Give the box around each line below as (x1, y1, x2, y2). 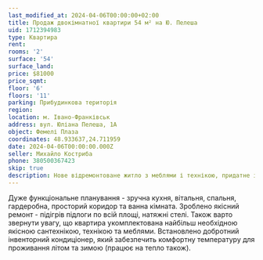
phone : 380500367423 (8, 157, 76, 165)
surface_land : (8, 63, 55, 70)
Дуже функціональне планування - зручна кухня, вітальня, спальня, (8, 193, 237, 202)
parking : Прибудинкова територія (8, 99, 117, 107)
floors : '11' (8, 92, 51, 99)
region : (8, 107, 34, 114)
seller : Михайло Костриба (8, 150, 92, 157)
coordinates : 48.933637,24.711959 (8, 135, 121, 143)
